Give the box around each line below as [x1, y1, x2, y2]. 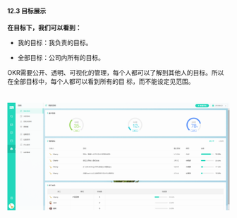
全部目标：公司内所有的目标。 [17, 54, 104, 62]
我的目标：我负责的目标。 [17, 39, 92, 47]
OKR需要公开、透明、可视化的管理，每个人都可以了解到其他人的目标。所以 [7, 68, 224, 77]
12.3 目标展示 [7, 6, 47, 15]
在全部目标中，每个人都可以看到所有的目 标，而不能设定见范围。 [7, 78, 195, 86]
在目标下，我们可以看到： [7, 23, 82, 32]
